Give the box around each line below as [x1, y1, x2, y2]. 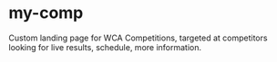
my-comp [8, 3, 84, 23]
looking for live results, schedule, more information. [8, 41, 202, 52]
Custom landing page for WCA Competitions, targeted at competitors [8, 32, 268, 43]
